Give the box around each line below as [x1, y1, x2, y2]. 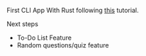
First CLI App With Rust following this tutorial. [6, 6, 139, 14]
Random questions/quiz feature [16, 41, 109, 49]
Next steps [6, 20, 38, 28]
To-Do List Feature [16, 33, 72, 42]
